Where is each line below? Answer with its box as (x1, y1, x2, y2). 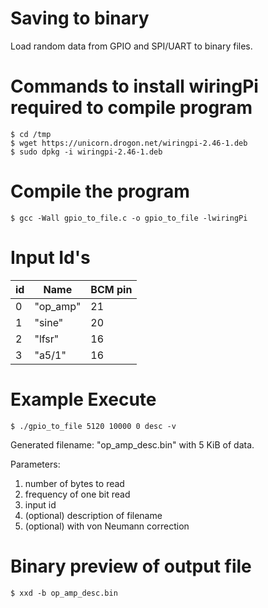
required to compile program (10, 97, 253, 119)
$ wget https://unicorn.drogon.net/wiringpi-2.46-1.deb (10, 138, 248, 148)
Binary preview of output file (10, 555, 252, 577)
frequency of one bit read (24, 488, 131, 500)
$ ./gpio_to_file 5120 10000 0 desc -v (10, 421, 177, 431)
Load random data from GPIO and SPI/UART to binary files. (10, 40, 253, 52)
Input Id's (10, 247, 91, 269)
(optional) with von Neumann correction (24, 520, 190, 532)
